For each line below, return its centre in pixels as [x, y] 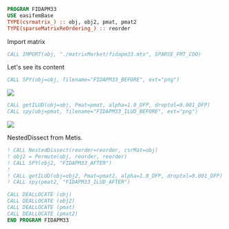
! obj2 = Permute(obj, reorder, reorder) [67, 156]
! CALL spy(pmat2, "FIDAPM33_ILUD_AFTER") [69, 182]
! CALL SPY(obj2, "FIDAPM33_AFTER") [59, 163]
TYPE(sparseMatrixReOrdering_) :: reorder [69, 28]
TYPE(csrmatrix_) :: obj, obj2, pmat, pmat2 [72, 22]
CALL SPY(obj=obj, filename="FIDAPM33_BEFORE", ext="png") [94, 80]
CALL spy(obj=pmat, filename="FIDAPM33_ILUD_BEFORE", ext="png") [102, 112]
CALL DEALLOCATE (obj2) [41, 201]
